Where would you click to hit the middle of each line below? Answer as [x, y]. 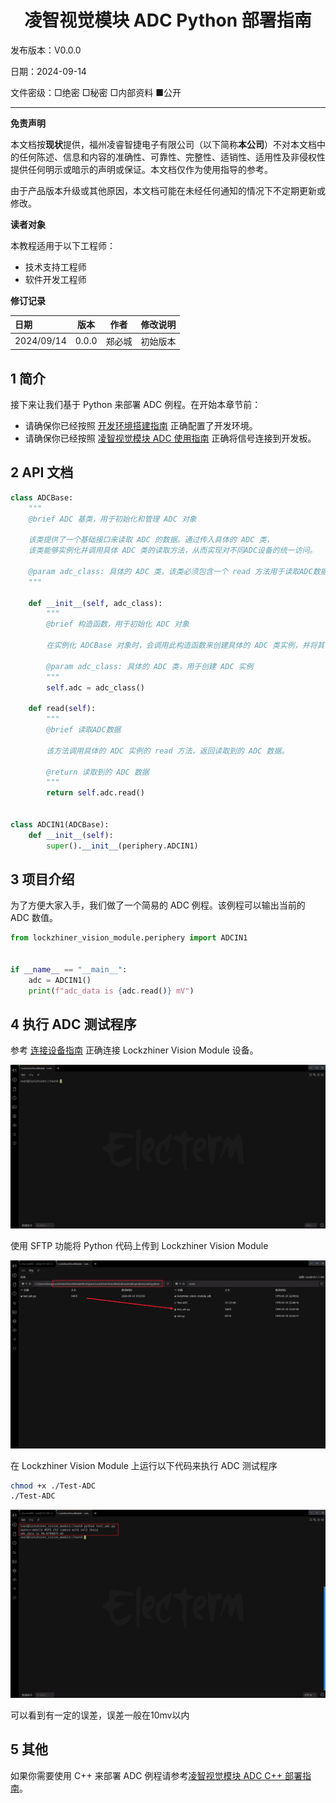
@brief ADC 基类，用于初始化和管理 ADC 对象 [112, 519]
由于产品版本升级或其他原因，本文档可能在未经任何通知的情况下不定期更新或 [168, 190]
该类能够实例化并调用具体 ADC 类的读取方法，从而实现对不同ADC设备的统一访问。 [173, 551]
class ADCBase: [42, 497]
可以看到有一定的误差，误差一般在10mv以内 [100, 1715]
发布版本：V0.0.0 [46, 50]
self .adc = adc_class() [95, 687]
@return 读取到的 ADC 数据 [98, 772]
